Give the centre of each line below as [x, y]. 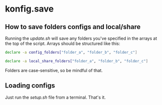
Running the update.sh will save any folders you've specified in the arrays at [81, 38]
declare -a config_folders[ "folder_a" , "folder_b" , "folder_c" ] [71, 52]
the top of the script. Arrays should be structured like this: [63, 44]
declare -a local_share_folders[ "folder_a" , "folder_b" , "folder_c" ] [77, 61]
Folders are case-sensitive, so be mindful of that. [54, 70]
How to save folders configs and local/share [73, 27]
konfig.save [29, 9]
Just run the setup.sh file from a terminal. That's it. [55, 97]
